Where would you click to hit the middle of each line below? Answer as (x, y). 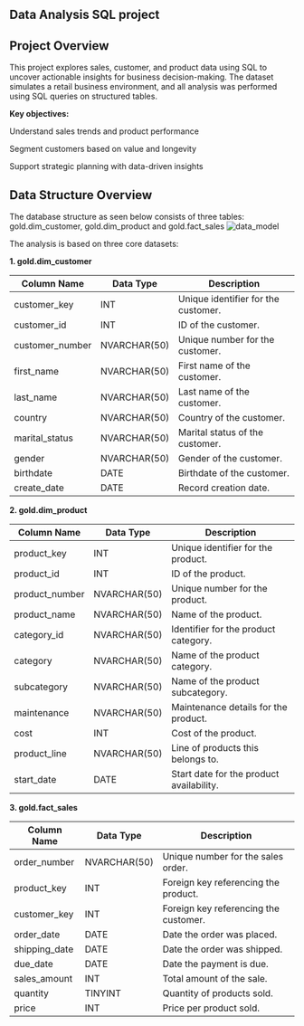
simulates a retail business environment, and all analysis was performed (143, 87)
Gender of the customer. (230, 459)
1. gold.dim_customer (51, 261)
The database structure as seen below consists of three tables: (127, 217)
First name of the (214, 366)
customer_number (53, 346)
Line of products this (215, 748)
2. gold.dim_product (48, 510)
